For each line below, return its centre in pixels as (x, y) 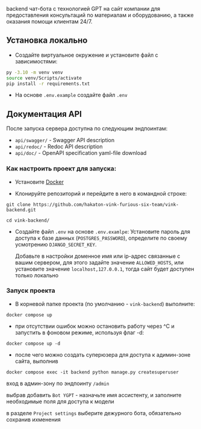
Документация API (44, 114)
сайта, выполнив (36, 361)
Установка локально (47, 41)
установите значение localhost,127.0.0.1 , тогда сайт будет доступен (104, 269)
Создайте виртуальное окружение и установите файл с (86, 55)
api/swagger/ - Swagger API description (65, 140)
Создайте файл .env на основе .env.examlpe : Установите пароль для (103, 231)
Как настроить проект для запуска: (61, 169)
